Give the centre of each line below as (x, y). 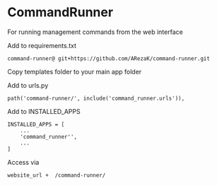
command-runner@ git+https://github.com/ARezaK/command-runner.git (109, 58)
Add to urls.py (28, 85)
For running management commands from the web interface (95, 32)
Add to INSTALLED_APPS (44, 111)
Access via (23, 162)
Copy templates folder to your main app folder (75, 71)
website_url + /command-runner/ (57, 175)
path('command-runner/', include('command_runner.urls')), (96, 98)
